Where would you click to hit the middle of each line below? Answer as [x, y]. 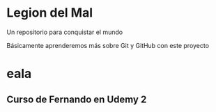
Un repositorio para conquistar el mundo [65, 32]
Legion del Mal [50, 13]
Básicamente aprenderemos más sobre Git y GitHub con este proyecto [108, 45]
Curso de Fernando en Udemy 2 [77, 99]
